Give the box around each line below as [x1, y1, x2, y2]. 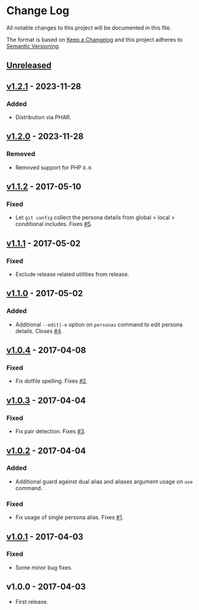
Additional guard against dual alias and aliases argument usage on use [15, 477, 193, 485]
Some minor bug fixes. [15, 563, 72, 571]
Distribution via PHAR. [15, 114, 72, 121]
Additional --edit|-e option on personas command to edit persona [15, 321, 183, 328]
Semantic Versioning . [6, 42, 60, 50]
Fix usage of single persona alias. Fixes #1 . [15, 514, 124, 521]
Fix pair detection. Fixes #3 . [15, 428, 86, 435]
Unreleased [6, 60, 52, 71]
